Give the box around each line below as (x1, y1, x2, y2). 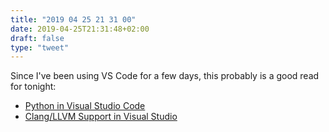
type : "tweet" (10, 42, 70, 53)
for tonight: (10, 81, 57, 93)
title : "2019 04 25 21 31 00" (10, 14, 137, 25)
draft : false (10, 33, 65, 43)
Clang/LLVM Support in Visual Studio (24, 111, 178, 123)
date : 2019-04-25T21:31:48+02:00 (10, 24, 150, 34)
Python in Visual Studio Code (24, 100, 146, 112)
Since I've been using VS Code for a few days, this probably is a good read (10, 70, 320, 82)
